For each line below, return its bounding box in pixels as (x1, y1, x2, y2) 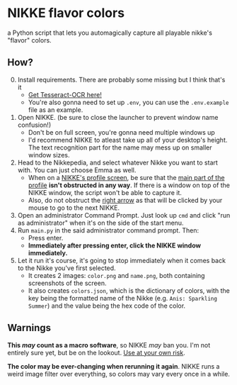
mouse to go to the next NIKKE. (28, 203, 120, 212)
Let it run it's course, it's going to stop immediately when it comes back (17, 256, 226, 264)
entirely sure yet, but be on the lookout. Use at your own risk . (7, 348, 185, 357)
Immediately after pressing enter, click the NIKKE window (28, 241, 202, 250)
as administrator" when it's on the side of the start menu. (17, 218, 184, 227)
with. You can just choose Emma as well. (17, 165, 137, 174)
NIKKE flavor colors (7, 5, 125, 21)
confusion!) (17, 121, 52, 129)
